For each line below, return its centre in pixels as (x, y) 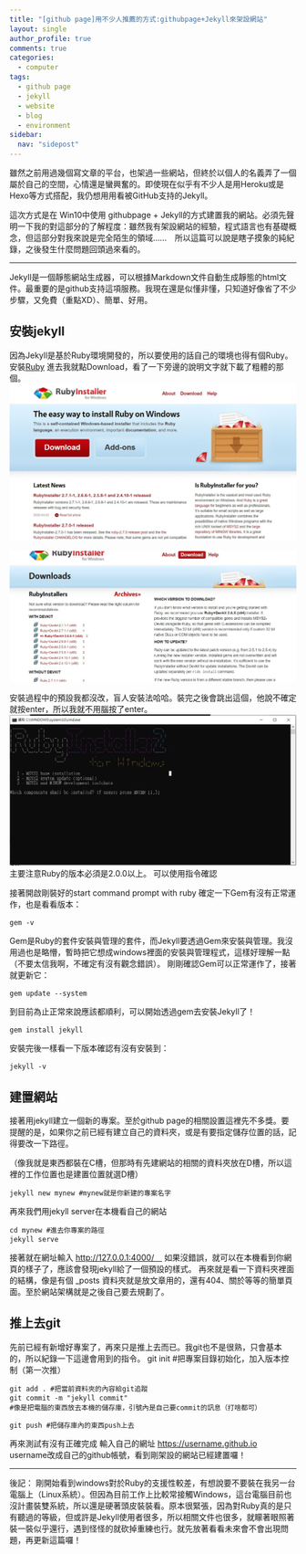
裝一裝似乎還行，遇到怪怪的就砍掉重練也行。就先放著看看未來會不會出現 (145, 1528)
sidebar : (26, 135)
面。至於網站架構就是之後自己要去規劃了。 (89, 1292)
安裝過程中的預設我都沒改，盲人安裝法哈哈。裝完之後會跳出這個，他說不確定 (153, 698)
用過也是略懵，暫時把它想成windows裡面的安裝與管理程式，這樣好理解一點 (150, 952)
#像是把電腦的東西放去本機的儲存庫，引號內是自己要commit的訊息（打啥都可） (136, 1407)
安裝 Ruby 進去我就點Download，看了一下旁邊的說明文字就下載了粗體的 (143, 366)
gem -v (22, 923)
